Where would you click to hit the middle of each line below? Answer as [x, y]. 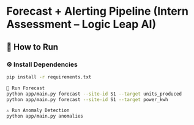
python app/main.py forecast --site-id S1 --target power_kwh [87, 99]
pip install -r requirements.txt [49, 77]
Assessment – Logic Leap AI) [81, 24]
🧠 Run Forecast [26, 88]
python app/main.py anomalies [45, 116]
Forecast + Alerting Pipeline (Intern [97, 11]
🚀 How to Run [32, 47]
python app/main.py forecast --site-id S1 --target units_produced [94, 94]
